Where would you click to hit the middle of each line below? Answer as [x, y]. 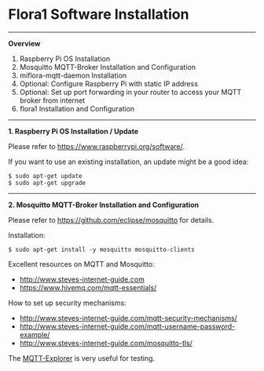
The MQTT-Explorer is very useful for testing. [82, 358]
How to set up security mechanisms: [68, 303]
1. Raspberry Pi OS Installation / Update [73, 131]
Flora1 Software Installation [99, 15]
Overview [24, 43]
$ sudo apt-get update [45, 176]
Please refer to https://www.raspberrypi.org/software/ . [97, 146]
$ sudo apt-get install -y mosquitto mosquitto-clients [101, 249]
